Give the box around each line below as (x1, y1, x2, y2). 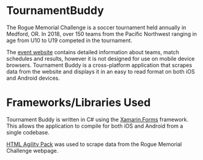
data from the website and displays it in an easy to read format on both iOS (6, 68, 195, 75)
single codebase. (6, 128, 50, 136)
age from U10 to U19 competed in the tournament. (6, 37, 133, 44)
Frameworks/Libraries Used (6, 96, 151, 110)
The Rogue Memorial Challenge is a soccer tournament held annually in (6, 24, 186, 31)
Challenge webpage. (6, 147, 59, 154)
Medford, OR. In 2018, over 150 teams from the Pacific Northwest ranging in (6, 30, 197, 37)
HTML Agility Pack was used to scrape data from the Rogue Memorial (6, 141, 182, 148)
